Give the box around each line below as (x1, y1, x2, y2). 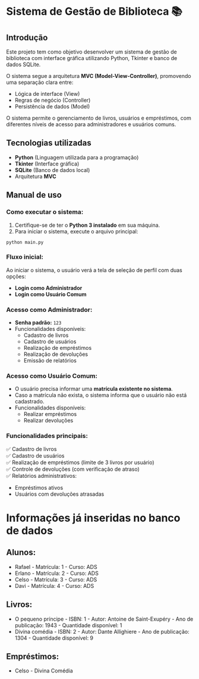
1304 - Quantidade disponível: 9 (14, 634, 94, 642)
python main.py (6, 239, 44, 245)
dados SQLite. (6, 61, 41, 68)
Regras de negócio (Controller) (14, 96, 91, 104)
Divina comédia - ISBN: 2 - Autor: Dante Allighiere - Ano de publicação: (14, 628, 189, 635)
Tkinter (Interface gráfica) (14, 160, 80, 167)
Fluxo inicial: (6, 253, 43, 261)
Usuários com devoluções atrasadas (14, 490, 105, 497)
